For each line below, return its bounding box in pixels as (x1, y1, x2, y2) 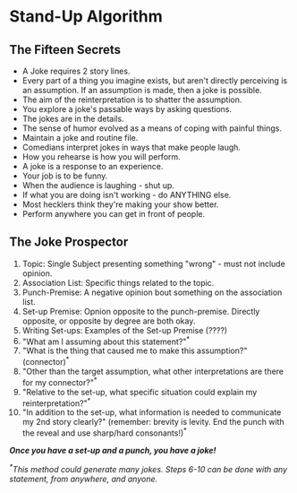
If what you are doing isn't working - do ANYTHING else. (21, 190, 232, 200)
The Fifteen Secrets (9, 42, 122, 57)
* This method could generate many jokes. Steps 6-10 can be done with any (9, 463, 288, 474)
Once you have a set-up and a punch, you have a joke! (9, 445, 216, 456)
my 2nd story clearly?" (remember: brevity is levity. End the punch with (21, 417, 284, 428)
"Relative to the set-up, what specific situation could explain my (21, 386, 258, 397)
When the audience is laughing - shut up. (21, 180, 174, 190)
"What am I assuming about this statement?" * (21, 334, 191, 347)
